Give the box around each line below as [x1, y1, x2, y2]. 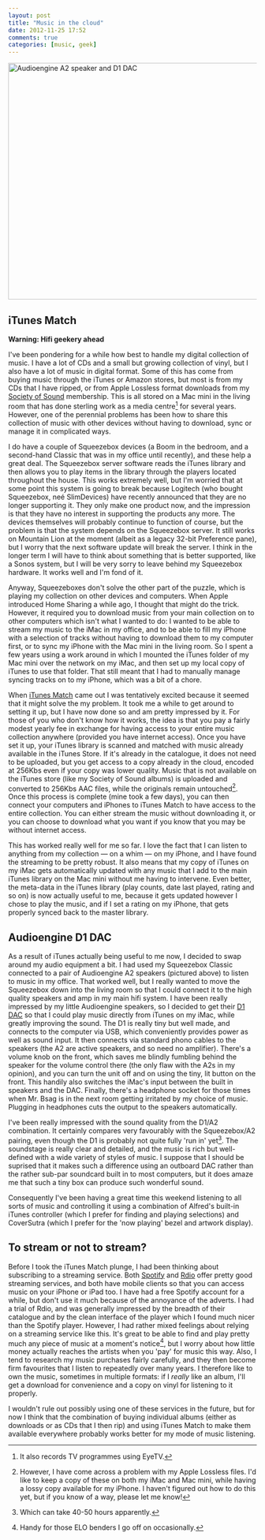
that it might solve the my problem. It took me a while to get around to [8, 699, 234, 708]
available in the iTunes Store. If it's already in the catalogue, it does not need [8, 748, 256, 758]
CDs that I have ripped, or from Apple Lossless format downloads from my [8, 383, 250, 393]
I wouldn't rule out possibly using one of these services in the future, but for [8, 1404, 256, 1414]
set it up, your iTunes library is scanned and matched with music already [8, 740, 244, 750]
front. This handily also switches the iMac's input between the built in [8, 1077, 233, 1087]
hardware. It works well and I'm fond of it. [8, 567, 144, 576]
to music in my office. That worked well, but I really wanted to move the [8, 977, 241, 986]
